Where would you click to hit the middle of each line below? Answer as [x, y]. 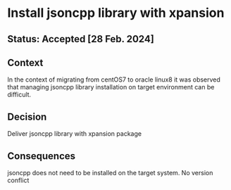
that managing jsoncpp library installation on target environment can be [111, 87]
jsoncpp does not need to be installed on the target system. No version [110, 173]
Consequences [42, 156]
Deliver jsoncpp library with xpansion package [75, 134]
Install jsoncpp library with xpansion [116, 13]
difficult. [19, 95]
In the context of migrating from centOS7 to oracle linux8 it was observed [114, 80]
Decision [27, 116]
